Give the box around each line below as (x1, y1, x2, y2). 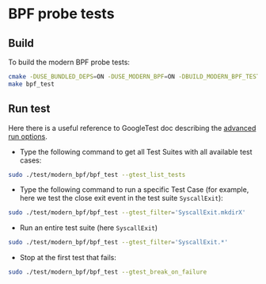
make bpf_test (8, 80, 55, 88)
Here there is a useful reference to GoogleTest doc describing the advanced (8, 123, 256, 132)
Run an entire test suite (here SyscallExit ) (19, 223, 158, 232)
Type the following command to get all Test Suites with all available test (19, 147, 253, 156)
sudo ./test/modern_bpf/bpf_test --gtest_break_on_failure (8, 268, 207, 276)
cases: (19, 155, 42, 165)
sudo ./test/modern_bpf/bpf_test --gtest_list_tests (8, 171, 186, 178)
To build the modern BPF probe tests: (8, 57, 131, 67)
